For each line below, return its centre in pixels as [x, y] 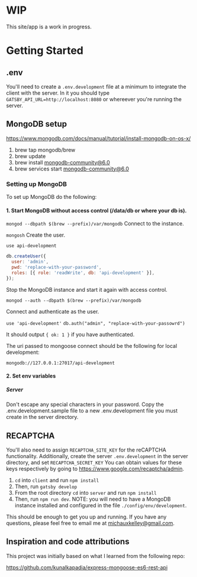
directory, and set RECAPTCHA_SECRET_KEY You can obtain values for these [94, 462]
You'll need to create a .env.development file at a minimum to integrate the [96, 86]
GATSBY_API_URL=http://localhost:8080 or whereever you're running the [94, 99]
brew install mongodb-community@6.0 [62, 162]
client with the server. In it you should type [58, 93]
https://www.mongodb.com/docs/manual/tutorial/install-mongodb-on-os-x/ [98, 138]
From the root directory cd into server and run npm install [85, 493]
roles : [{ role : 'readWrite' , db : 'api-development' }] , [83, 273]
